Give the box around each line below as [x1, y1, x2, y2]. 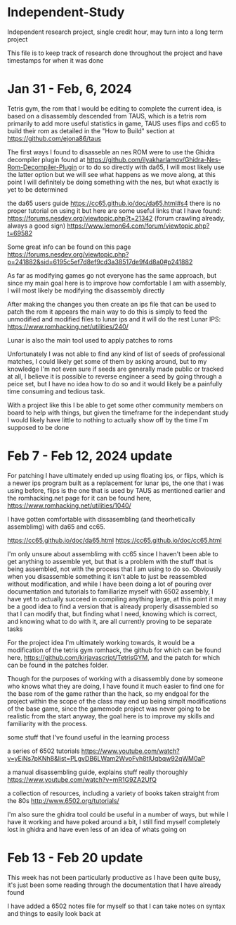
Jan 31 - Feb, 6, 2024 [7, 81, 132, 97]
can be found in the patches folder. [7, 661, 109, 669]
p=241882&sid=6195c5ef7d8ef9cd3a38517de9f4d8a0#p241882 [7, 257, 193, 266]
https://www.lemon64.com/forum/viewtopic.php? [66, 221, 210, 230]
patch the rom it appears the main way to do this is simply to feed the [7, 307, 208, 316]
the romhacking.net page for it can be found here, [7, 494, 152, 502]
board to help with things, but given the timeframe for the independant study [7, 408, 229, 417]
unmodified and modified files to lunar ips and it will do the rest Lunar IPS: [7, 314, 221, 323]
